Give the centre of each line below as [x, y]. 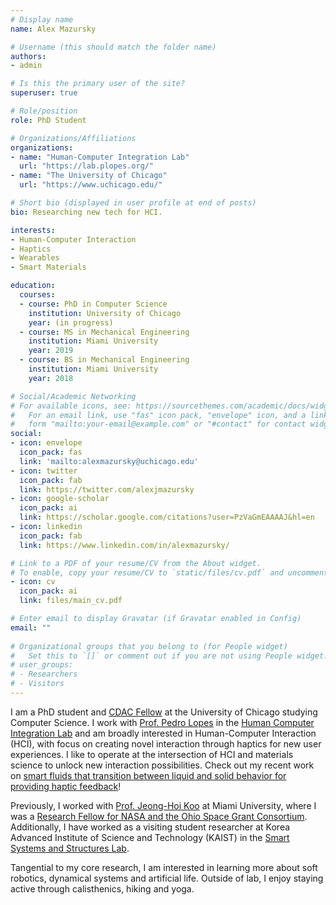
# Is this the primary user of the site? [98, 84]
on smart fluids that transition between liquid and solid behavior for [148, 775]
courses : [37, 295]
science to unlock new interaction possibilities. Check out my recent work [162, 765]
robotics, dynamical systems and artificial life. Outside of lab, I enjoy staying [167, 878]
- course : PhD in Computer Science [93, 304]
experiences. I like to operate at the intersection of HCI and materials [152, 754]
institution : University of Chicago [105, 313]
